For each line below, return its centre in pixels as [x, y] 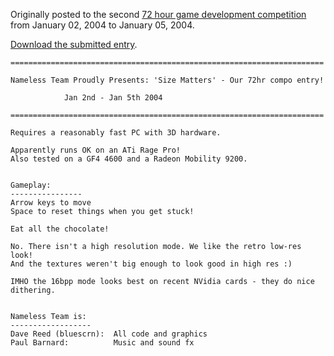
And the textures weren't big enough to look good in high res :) [151, 264]
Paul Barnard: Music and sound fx [102, 343]
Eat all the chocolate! [60, 229]
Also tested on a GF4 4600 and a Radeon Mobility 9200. [129, 159]
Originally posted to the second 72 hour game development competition [158, 14]
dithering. [33, 290]
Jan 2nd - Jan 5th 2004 [113, 98]
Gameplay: [31, 185]
